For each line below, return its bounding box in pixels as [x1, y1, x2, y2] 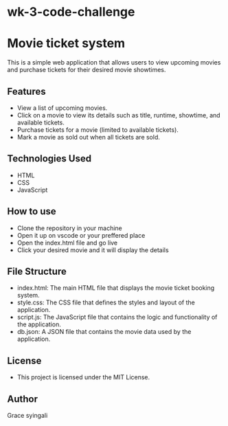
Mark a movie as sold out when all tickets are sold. [16, 133, 160, 141]
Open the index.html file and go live [16, 238, 118, 247]
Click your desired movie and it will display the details [16, 245, 170, 254]
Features [7, 85, 46, 97]
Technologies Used [7, 153, 91, 165]
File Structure [7, 265, 67, 277]
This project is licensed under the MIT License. [16, 373, 150, 381]
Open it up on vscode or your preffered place [16, 231, 146, 239]
